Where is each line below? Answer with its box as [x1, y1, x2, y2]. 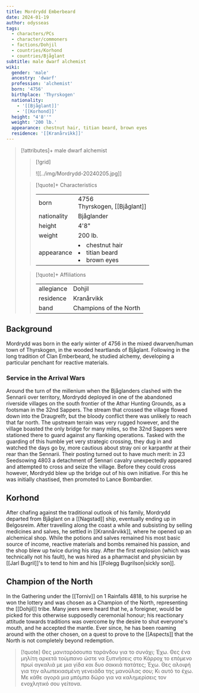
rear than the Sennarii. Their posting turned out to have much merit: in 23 [6, 450, 185, 457]
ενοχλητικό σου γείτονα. [20, 680, 82, 687]
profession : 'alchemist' [11, 81, 73, 87]
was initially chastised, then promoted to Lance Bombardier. [6, 476, 153, 483]
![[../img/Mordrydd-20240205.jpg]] [35, 170, 122, 177]
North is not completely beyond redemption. [6, 636, 115, 644]
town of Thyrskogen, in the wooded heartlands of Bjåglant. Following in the [6, 346, 190, 353]
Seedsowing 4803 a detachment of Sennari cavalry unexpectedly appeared [6, 457, 192, 464]
